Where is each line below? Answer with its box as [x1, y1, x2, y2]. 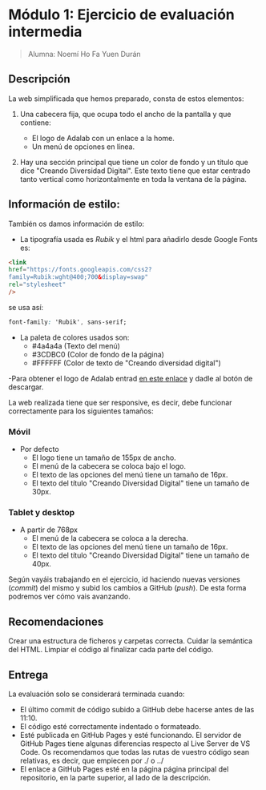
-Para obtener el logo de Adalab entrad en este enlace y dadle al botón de [8, 373, 253, 383]
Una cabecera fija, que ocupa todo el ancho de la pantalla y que [19, 109, 232, 119]
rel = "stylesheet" [8, 280, 66, 289]
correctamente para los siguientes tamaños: [8, 406, 154, 416]
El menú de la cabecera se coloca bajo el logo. [31, 462, 187, 471]
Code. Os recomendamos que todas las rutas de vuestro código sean [19, 748, 250, 757]
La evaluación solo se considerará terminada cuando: [8, 689, 185, 699]
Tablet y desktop [8, 507, 75, 518]
